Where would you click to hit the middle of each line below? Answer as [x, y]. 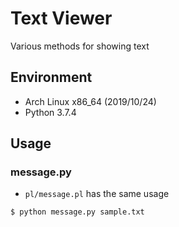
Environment [51, 77]
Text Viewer [61, 18]
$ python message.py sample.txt [77, 212]
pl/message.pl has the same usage [97, 194]
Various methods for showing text [80, 46]
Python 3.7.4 [50, 112]
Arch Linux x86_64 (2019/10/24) [90, 101]
